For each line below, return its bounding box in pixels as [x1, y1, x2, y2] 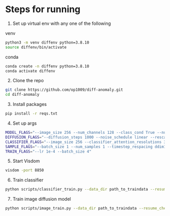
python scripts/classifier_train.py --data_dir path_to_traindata [5, 187, 148, 192]
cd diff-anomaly [5, 92, 39, 97]
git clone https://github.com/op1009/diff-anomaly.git [5, 87, 123, 92]
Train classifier [12, 177, 44, 183]
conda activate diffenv [5, 68, 56, 74]
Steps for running [5, 4, 81, 15]
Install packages [12, 101, 47, 107]
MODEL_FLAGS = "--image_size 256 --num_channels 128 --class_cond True [5, 130, 155, 135]
